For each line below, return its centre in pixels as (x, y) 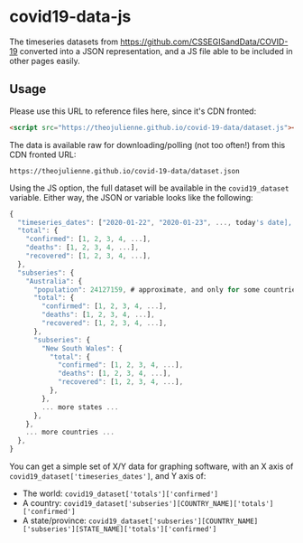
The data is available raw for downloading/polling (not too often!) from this (147, 145)
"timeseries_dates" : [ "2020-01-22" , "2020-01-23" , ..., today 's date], (155, 222)
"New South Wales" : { (83, 348)
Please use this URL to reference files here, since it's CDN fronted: (133, 111)
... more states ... (80, 407)
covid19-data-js (70, 17)
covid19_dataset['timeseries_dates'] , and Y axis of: (108, 476)
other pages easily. (45, 61)
